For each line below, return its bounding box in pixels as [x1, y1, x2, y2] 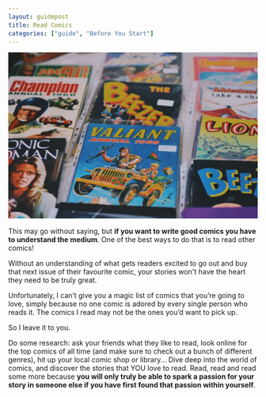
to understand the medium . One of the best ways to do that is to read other [8, 235, 256, 244]
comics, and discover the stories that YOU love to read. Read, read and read [8, 364, 256, 373]
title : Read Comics [8, 21, 73, 29]
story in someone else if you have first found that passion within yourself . [8, 380, 256, 390]
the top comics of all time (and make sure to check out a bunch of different [8, 346, 253, 356]
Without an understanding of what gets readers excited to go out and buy [8, 259, 248, 268]
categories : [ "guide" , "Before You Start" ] [8, 29, 154, 37]
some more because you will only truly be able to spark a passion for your [8, 372, 255, 381]
